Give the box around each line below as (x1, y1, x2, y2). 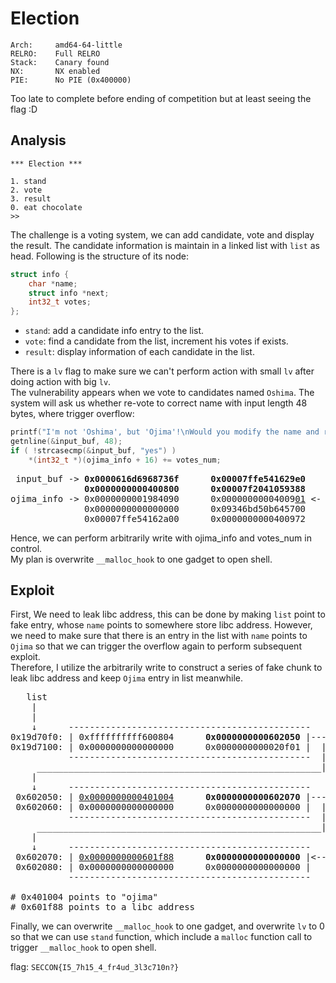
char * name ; (28, 278, 78, 289)
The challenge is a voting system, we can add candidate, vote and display (10, 228, 315, 241)
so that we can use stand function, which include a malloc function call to (10, 931, 313, 943)
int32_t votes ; (28, 297, 92, 307)
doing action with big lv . (10, 376, 112, 388)
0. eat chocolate (10, 202, 83, 212)
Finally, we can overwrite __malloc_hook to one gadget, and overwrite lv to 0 (10, 920, 325, 932)
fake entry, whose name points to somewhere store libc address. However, (10, 619, 313, 631)
